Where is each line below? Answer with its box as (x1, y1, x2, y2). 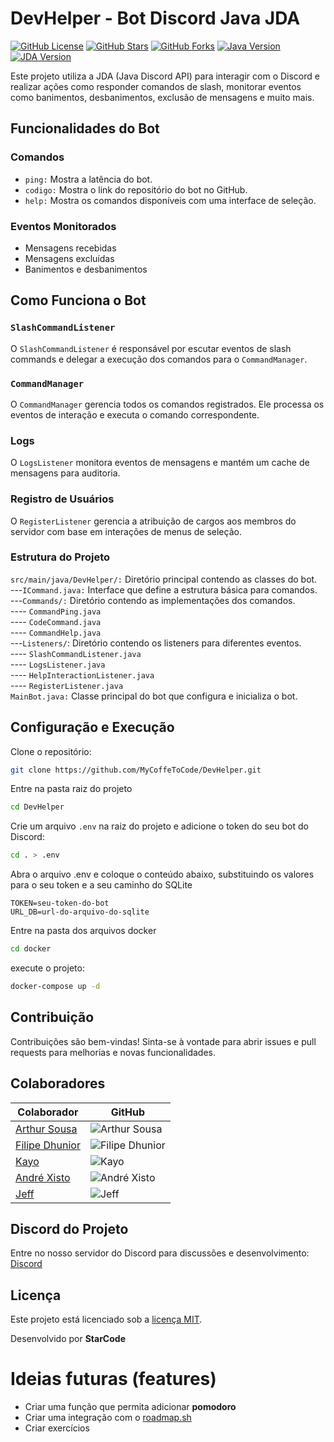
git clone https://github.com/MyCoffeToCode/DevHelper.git (10, 765, 262, 775)
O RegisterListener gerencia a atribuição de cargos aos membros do (10, 515, 297, 527)
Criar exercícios (24, 1422, 90, 1434)
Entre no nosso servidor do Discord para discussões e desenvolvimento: (10, 1247, 310, 1259)
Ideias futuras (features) (10, 1368, 217, 1391)
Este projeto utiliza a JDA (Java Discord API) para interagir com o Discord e (10, 70, 320, 82)
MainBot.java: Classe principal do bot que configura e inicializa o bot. (10, 690, 298, 702)
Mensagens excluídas (24, 252, 115, 264)
